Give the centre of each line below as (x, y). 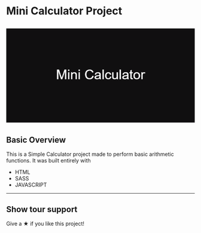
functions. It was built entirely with (48, 161)
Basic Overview (36, 140)
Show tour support (42, 209)
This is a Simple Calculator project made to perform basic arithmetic (90, 154)
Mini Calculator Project (64, 11)
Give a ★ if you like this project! (45, 224)
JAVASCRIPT (31, 185)
